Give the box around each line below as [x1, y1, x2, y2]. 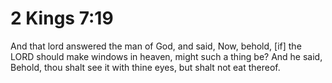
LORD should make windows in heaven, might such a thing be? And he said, [10, 50, 323, 62]
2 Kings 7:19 [10, 7, 114, 30]
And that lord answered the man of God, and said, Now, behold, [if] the [10, 40, 302, 52]
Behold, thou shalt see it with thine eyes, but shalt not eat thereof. [10, 61, 281, 73]
